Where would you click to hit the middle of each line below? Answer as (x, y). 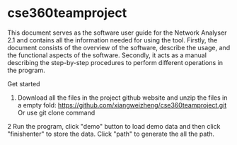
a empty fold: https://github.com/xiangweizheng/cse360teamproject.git (122, 105)
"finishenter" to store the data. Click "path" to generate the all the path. (111, 134)
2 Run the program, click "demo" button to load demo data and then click (114, 126)
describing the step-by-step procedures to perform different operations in (115, 62)
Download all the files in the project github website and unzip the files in (122, 98)
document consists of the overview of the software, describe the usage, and (119, 47)
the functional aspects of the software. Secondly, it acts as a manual (107, 55)
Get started (24, 83)
